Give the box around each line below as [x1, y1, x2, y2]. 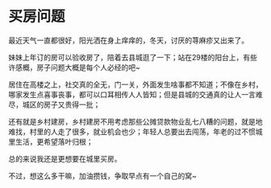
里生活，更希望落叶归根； [8, 137, 94, 146]
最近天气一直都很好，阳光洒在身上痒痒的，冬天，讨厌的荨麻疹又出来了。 [8, 35, 248, 45]
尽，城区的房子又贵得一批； [8, 100, 101, 109]
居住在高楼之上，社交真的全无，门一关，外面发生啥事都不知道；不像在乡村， [8, 80, 263, 89]
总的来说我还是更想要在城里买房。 [8, 153, 122, 163]
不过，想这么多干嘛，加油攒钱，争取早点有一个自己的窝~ [8, 170, 198, 181]
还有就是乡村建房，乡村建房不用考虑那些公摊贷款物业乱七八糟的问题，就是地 [8, 116, 263, 126]
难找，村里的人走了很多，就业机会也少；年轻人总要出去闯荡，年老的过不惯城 [8, 126, 263, 137]
